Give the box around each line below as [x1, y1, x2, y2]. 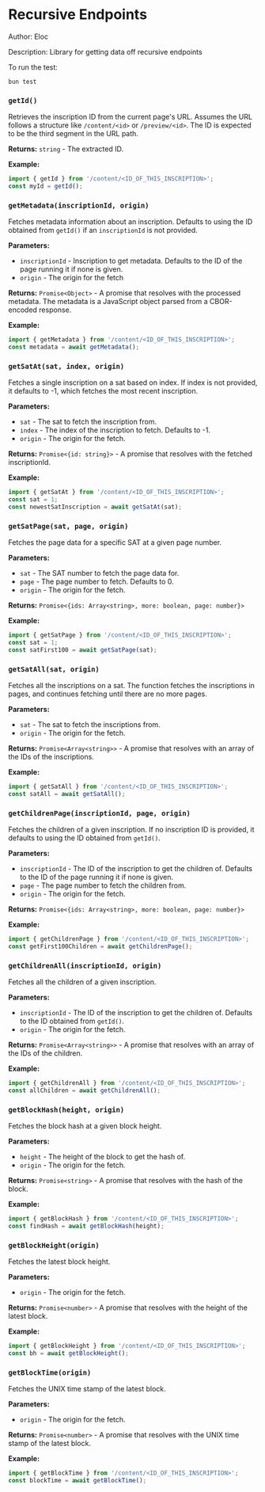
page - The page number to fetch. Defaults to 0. [19, 577, 174, 587]
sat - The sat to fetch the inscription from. [19, 417, 157, 427]
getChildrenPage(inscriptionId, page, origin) [8, 809, 191, 817]
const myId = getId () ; [8, 182, 83, 191]
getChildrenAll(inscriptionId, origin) [8, 961, 162, 970]
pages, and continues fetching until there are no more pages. [8, 689, 207, 698]
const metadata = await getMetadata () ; [8, 343, 140, 352]
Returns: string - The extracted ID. [8, 144, 124, 154]
